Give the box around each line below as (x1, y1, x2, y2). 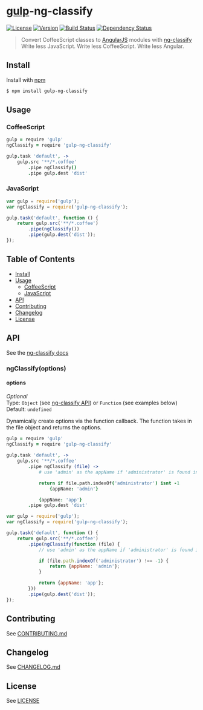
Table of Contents (6, 254, 76, 264)
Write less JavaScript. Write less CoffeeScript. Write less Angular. (21, 42, 184, 50)
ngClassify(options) (6, 364, 66, 372)
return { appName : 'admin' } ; (49, 563, 120, 569)
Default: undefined (6, 405, 52, 413)
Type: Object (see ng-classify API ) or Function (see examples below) (6, 399, 178, 406)
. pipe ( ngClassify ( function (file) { (28, 541, 120, 547)
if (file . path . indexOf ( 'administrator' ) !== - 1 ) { (38, 558, 169, 564)
